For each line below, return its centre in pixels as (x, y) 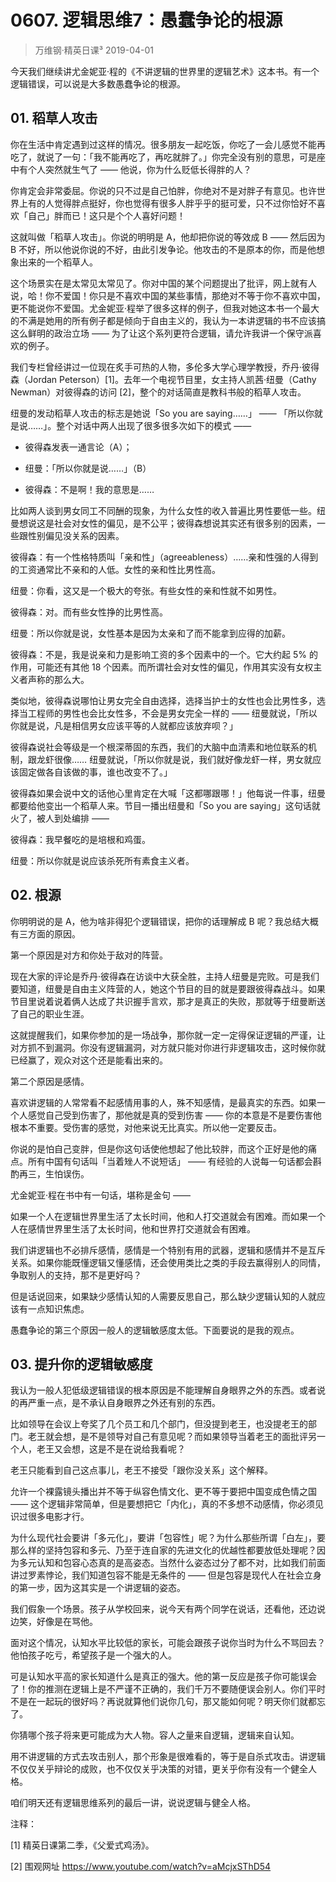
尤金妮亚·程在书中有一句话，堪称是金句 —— (100, 1195)
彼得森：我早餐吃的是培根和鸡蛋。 (80, 839)
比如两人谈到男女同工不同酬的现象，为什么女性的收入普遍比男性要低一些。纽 (168, 510)
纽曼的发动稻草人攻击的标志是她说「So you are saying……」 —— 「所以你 (162, 413)
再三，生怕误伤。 (54, 1173)
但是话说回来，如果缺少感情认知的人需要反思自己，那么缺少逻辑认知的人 (159, 1296)
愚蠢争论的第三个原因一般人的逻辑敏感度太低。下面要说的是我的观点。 (155, 1330)
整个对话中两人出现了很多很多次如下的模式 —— (154, 425)
